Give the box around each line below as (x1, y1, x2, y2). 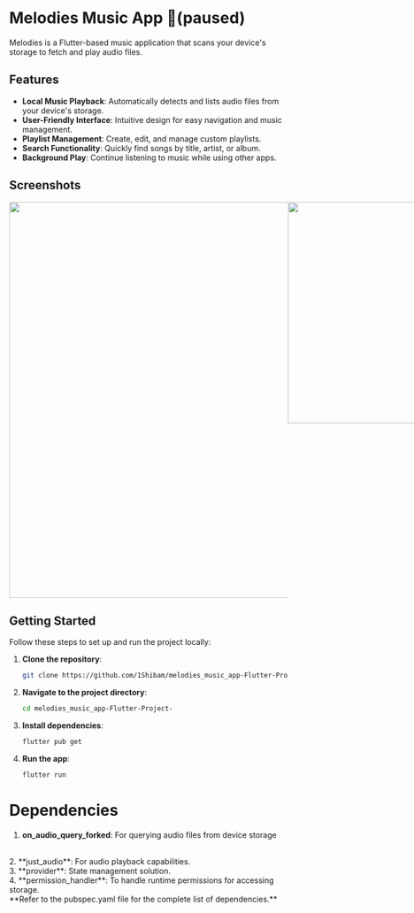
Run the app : (21, 754, 71, 763)
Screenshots (9, 178, 81, 193)
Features (9, 73, 59, 88)
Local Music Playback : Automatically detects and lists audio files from (21, 96, 280, 106)
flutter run (21, 771, 66, 779)
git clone (21, 671, 59, 680)
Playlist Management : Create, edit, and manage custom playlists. (21, 133, 262, 144)
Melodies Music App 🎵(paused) (9, 8, 246, 28)
